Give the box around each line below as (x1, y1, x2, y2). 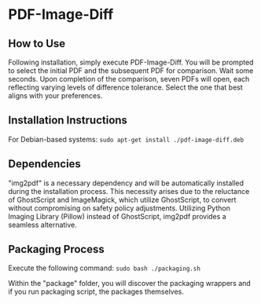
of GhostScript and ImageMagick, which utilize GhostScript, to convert (8, 195, 237, 204)
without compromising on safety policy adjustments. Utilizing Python (8, 203, 230, 213)
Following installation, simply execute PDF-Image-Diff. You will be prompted (8, 57, 254, 67)
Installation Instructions (8, 114, 128, 127)
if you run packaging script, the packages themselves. (8, 287, 185, 296)
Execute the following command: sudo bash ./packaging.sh (8, 263, 200, 273)
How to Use (8, 37, 66, 50)
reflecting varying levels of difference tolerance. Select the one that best (8, 82, 244, 92)
